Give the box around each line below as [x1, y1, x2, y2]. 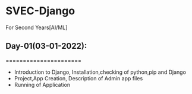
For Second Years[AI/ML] [5, 24, 68, 31]
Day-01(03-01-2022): [5, 41, 87, 51]
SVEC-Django [5, 4, 75, 18]
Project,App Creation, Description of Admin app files [14, 74, 143, 82]
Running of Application [14, 81, 71, 88]
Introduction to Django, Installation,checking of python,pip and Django [14, 68, 187, 76]
